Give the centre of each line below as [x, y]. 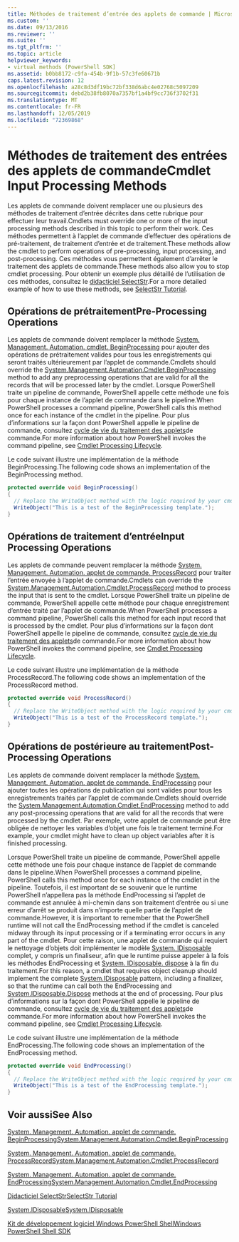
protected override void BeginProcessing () [73, 488]
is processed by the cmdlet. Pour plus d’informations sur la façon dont [110, 626]
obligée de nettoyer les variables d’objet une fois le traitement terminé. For [116, 828]
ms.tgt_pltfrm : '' [34, 47]
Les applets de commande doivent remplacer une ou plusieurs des [105, 205]
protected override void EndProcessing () [70, 1066]
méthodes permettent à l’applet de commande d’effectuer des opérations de [119, 235]
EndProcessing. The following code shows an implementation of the [106, 1045]
